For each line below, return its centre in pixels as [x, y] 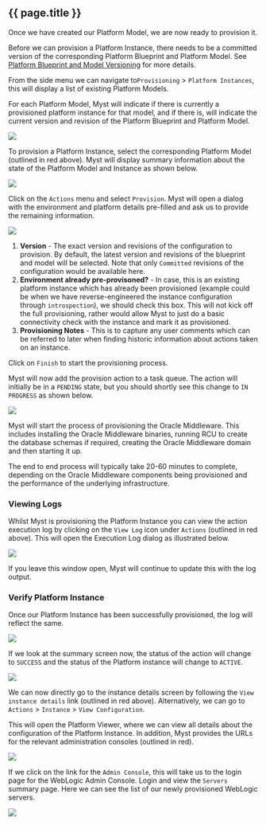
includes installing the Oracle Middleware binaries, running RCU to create [128, 434]
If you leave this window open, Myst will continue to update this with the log [132, 569]
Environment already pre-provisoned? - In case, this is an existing [129, 280]
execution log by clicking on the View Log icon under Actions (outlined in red [133, 530]
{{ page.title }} [45, 13]
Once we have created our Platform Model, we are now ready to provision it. [133, 32]
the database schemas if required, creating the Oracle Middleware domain [130, 442]
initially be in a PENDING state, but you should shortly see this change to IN [128, 386]
